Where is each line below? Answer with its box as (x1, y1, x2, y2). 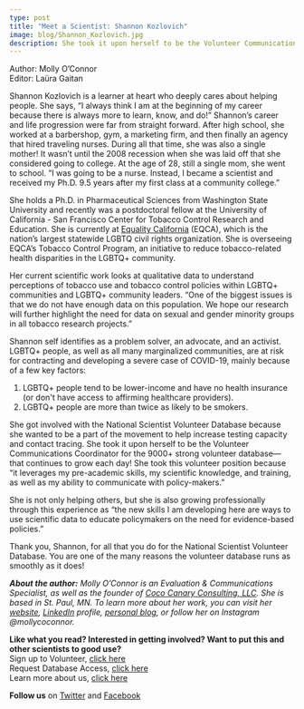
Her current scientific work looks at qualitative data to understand (9, 270, 255, 281)
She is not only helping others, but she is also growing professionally (9, 495, 266, 506)
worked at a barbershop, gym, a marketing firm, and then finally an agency (9, 129, 289, 141)
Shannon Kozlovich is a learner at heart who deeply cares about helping (9, 91, 278, 102)
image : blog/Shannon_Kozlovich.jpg (9, 30, 144, 39)
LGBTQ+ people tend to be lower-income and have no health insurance (22, 383, 288, 393)
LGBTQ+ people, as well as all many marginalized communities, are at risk (9, 345, 284, 356)
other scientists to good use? (9, 644, 122, 655)
